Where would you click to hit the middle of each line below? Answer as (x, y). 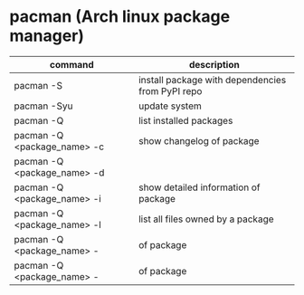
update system (170, 106)
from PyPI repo (171, 90)
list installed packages (186, 120)
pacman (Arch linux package (120, 17)
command (72, 64)
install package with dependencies (213, 80)
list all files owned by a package (206, 219)
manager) (47, 36)
